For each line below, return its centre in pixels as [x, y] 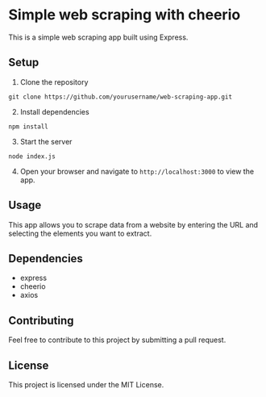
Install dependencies [55, 111]
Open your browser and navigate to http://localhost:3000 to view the [137, 171]
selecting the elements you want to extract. [80, 233]
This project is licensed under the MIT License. [86, 384]
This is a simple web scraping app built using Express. [98, 37]
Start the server [46, 141]
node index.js [32, 156]
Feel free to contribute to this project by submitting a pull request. [117, 340]
